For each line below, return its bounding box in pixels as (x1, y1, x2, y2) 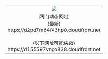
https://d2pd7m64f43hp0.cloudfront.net (7, 27, 101, 33)
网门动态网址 (39, 13, 69, 20)
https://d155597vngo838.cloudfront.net (7, 46, 101, 53)
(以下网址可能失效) (32, 40, 76, 46)
